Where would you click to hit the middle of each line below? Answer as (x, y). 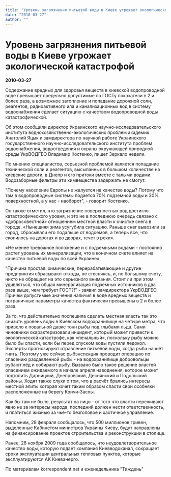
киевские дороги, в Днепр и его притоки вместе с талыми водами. (78, 175)
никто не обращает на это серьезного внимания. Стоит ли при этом (79, 279)
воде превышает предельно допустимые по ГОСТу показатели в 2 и (80, 96)
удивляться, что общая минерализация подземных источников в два (81, 285)
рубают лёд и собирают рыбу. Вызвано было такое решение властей (81, 365)
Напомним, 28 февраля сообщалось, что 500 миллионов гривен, (76, 423)
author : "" (17, 19)
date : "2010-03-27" (26, 15)
